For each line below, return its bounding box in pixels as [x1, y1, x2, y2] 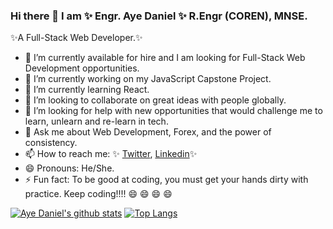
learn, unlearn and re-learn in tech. [24, 115, 169, 128]
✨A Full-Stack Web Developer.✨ [10, 32, 143, 44]
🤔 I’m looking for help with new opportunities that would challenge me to [24, 105, 323, 117]
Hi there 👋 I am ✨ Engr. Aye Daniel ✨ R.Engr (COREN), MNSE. [10, 9, 308, 23]
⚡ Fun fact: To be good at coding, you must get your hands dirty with [24, 174, 309, 186]
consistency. [24, 137, 78, 149]
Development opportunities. [24, 62, 140, 74]
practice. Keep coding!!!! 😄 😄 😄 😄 [24, 188, 173, 200]
